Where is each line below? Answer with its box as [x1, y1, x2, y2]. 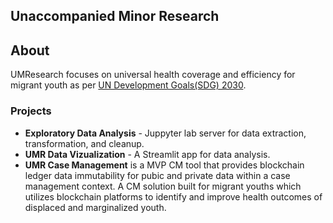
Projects [10, 104, 52, 118]
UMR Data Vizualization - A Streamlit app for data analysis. [24, 148, 271, 160]
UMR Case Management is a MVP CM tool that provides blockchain [24, 159, 305, 171]
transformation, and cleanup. [24, 137, 145, 149]
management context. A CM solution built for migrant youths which [24, 180, 302, 192]
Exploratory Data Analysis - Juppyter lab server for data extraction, [24, 127, 307, 139]
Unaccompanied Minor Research [10, 8, 220, 25]
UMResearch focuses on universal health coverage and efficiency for [10, 69, 296, 81]
